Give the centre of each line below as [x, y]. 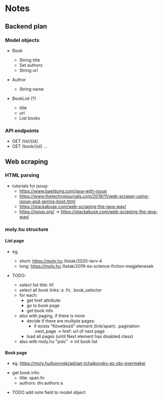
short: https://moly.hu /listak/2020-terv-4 [61, 261]
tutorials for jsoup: [30, 186]
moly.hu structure [27, 229]
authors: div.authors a [41, 383]
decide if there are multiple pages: [61, 321]
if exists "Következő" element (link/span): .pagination [87, 326]
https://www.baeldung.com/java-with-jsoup [63, 191]
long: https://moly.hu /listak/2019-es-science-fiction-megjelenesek [86, 266]
